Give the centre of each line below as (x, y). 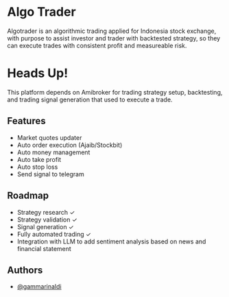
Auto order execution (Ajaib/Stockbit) (70, 145)
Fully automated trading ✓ (54, 234)
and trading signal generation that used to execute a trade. (90, 99)
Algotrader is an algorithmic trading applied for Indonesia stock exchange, (112, 31)
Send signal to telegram (50, 174)
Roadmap (28, 196)
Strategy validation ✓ (47, 219)
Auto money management (53, 152)
